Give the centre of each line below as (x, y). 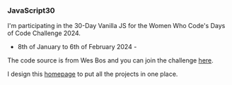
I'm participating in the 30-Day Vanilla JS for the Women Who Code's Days (116, 26)
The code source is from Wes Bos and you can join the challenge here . (110, 60)
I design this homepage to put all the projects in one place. (93, 74)
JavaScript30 (31, 11)
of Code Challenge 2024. (44, 33)
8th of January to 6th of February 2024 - (77, 47)
